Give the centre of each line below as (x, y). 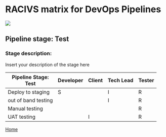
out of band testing (30, 100)
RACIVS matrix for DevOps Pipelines (83, 9)
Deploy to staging (29, 92)
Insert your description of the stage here (47, 64)
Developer (71, 80)
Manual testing (25, 109)
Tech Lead (120, 80)
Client (95, 80)
